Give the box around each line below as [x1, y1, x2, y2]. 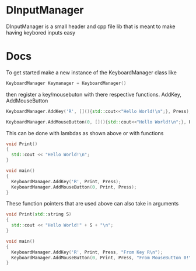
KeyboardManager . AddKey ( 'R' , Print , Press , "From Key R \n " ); [11, 249, 163, 255]
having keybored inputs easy [6, 29, 76, 36]
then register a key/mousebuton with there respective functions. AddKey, [6, 91, 182, 98]
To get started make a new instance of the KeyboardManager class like [6, 68, 177, 76]
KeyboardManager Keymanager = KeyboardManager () [6, 80, 127, 86]
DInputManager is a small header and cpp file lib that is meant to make [6, 23, 176, 30]
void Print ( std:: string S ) [6, 211, 72, 217]
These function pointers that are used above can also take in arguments [6, 200, 179, 207]
